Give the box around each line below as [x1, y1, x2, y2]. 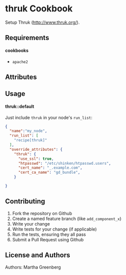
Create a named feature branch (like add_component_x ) [12, 216, 122, 222]
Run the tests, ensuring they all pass [12, 231, 86, 237]
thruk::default [5, 103, 34, 109]
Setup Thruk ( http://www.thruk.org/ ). [5, 19, 80, 25]
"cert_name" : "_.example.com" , [18, 165, 83, 171]
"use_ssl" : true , [18, 156, 54, 161]
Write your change [12, 221, 50, 227]
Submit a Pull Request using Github [12, 236, 84, 242]
